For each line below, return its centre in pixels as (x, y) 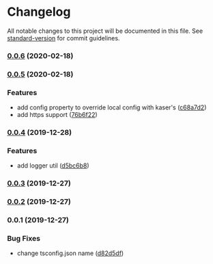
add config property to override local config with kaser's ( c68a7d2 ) (112, 107)
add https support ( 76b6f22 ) (57, 115)
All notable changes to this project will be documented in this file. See (105, 31)
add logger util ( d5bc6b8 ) (53, 166)
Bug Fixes (24, 238)
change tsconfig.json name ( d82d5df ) (70, 253)
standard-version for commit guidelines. (63, 38)
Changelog (39, 12)
